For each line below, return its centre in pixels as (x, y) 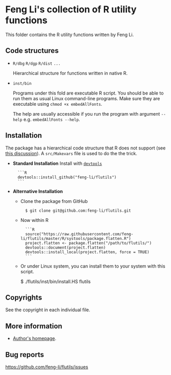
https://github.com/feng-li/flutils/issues (47, 367)
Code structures (32, 51)
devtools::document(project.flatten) (65, 248)
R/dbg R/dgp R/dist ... (36, 63)
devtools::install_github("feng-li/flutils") (67, 177)
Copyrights (24, 297)
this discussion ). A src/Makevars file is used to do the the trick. (71, 153)
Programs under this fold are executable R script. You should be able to (88, 93)
